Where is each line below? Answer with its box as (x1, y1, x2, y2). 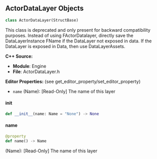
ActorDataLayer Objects (5, 4, 84, 13)
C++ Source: (5, 53, 33, 59)
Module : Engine (12, 63, 47, 69)
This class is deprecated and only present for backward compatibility (5, 27, 151, 33)
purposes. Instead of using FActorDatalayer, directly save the (5, 32, 134, 38)
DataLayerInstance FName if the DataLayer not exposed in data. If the (5, 38, 152, 44)
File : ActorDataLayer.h (12, 69, 60, 75)
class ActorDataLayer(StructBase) (5, 17, 79, 22)
